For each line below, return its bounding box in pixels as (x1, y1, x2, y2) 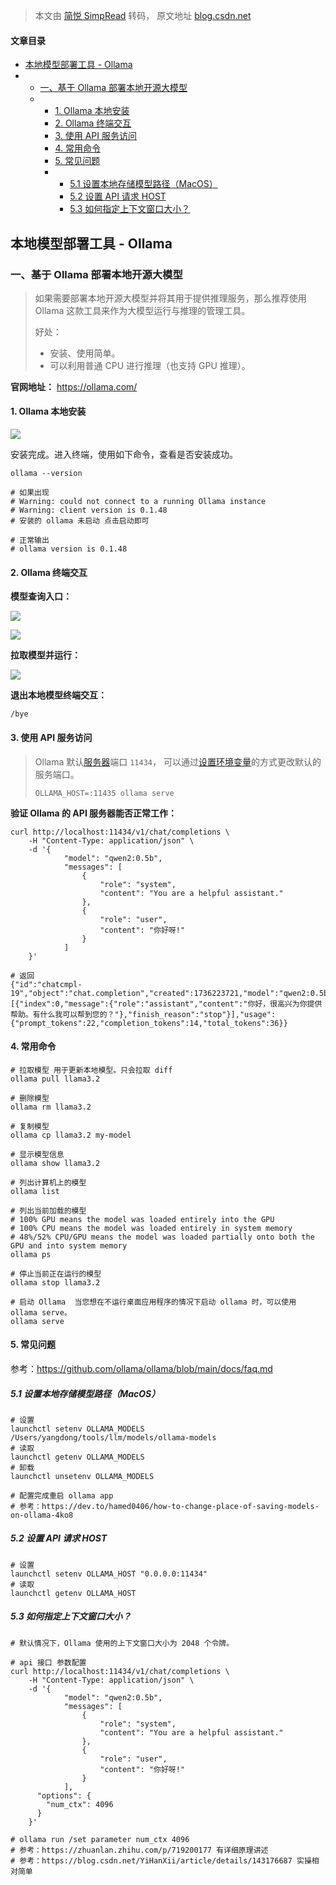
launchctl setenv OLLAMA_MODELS (10, 1424, 145, 1434)
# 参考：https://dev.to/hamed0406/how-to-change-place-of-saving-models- (10, 1501, 320, 1511)
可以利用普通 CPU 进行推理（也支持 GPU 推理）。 (49, 359, 251, 371)
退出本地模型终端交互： (10, 689, 107, 701)
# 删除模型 (10, 1093, 50, 1103)
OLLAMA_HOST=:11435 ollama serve (34, 788, 175, 798)
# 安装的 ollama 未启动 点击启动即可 (10, 516, 150, 526)
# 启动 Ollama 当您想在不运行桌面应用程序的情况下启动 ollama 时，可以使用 (10, 1297, 297, 1307)
